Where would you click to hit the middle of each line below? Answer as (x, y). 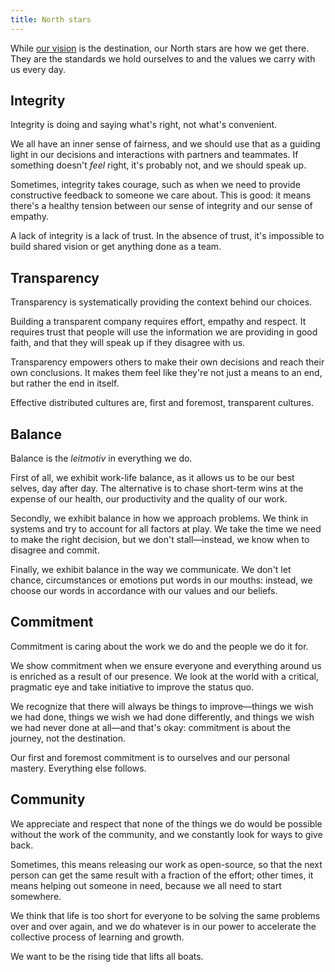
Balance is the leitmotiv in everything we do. (101, 458)
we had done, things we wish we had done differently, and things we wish (162, 717)
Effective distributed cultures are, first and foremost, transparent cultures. (162, 403)
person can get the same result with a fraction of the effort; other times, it (162, 875)
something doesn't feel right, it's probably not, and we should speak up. (158, 165)
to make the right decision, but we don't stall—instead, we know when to (160, 540)
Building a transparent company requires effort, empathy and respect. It (158, 322)
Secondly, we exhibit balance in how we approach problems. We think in (159, 518)
